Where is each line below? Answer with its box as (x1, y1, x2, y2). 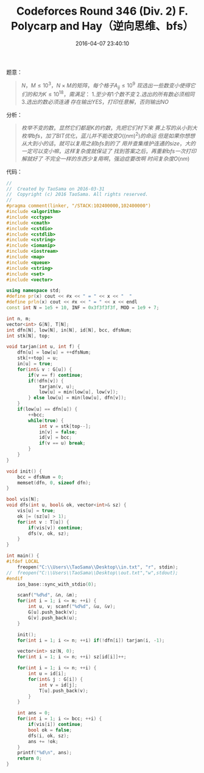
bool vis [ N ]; (6, 496, 40, 503)
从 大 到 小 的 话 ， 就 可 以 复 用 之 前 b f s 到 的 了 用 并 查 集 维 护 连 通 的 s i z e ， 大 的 (21, 139, 196, 147)
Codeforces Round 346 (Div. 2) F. (16, 4, 189, 18)
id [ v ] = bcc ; (38, 435, 72, 441)
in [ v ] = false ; (38, 429, 78, 435)
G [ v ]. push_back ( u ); (28, 615, 78, 621)
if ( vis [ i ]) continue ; (28, 722, 83, 728)
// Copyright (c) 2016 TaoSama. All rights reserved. (6, 191, 149, 198)
